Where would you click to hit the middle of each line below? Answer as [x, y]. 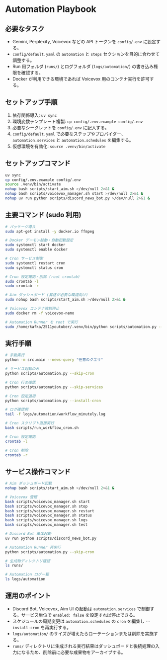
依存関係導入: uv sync [35, 115]
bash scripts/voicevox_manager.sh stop [46, 506]
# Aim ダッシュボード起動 [29, 484]
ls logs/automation [25, 579]
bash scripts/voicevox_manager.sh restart [50, 511]
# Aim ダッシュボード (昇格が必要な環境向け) [47, 295]
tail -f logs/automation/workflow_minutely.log [55, 414]
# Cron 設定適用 [20, 396]
